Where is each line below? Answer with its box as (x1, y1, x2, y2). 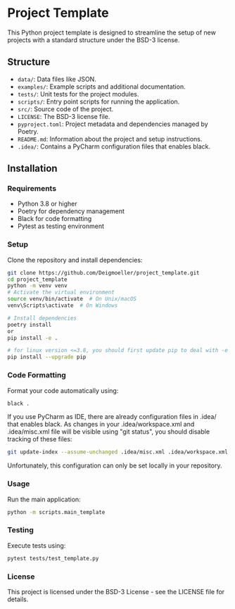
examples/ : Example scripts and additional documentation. (17, 82, 186, 91)
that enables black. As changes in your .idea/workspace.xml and (7, 420, 195, 429)
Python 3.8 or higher (17, 199, 77, 208)
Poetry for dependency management (17, 207, 125, 215)
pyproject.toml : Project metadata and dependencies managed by (17, 120, 209, 128)
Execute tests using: (7, 541, 66, 550)
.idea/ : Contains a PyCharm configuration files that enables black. (17, 142, 211, 151)
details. (7, 595, 29, 603)
